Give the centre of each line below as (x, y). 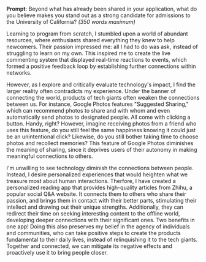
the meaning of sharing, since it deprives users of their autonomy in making (102, 150)
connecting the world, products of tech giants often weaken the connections (103, 98)
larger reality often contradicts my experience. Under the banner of (91, 91)
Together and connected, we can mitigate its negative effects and (90, 246)
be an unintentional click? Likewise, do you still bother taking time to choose (102, 137)
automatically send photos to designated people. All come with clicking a (99, 117)
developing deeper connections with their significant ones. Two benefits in (101, 220)
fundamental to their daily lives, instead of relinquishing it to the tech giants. (102, 239)
